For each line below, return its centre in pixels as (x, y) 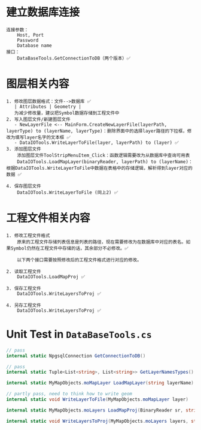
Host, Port (31, 35)
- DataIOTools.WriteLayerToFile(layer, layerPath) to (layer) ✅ (97, 142)
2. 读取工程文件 (24, 271)
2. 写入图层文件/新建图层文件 (38, 119)
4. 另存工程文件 (24, 305)
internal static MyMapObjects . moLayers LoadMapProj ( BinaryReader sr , (95, 410)
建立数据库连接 (43, 12)
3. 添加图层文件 (24, 149)
